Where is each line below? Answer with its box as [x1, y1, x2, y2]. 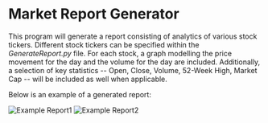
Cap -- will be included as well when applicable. [8, 74, 167, 84]
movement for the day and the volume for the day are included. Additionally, [8, 57, 261, 67]
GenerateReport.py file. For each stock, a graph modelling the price [8, 48, 232, 58]
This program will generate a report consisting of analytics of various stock [8, 31, 258, 41]
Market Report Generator [8, 5, 179, 23]
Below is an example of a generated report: [8, 89, 151, 99]
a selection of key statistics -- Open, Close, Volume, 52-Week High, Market [8, 65, 258, 75]
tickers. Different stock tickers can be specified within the [8, 39, 200, 49]
